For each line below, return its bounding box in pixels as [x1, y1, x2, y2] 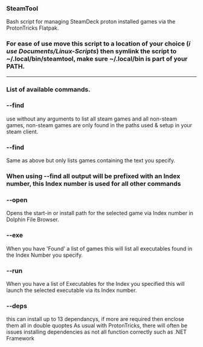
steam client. [6, 128, 39, 135]
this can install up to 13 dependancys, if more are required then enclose [6, 316, 184, 323]
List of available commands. [6, 85, 91, 93]
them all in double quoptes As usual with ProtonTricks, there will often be [6, 322, 188, 329]
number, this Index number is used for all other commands [6, 180, 181, 188]
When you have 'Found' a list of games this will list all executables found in [6, 245, 192, 252]
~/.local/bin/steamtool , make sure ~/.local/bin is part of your [6, 55, 188, 63]
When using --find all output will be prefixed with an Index [6, 172, 181, 180]
